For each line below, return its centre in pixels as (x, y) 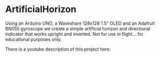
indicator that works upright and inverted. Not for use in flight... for (74, 34)
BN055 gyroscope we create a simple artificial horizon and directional (78, 28)
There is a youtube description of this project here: (58, 49)
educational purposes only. (34, 39)
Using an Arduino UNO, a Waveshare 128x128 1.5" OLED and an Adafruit (80, 23)
